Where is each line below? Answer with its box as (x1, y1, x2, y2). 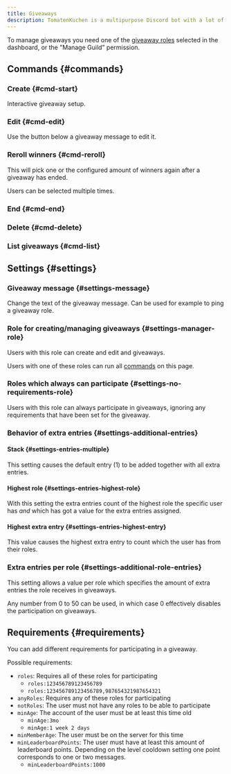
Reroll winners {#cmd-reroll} (7, 150, 106, 160)
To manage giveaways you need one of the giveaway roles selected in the (7, 35, 219, 44)
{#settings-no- (130, 379, 182, 388)
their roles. (7, 545, 38, 553)
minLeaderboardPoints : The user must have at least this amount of (17, 738, 205, 746)
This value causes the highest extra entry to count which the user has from (7, 538, 221, 547)
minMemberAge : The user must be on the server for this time (17, 731, 184, 739)
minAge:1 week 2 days (27, 725, 90, 732)
